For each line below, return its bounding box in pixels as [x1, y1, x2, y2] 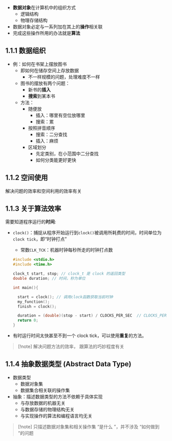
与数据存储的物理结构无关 [20, 406, 75, 412]
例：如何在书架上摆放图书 [12, 61, 67, 67]
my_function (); [17, 299, 50, 304]
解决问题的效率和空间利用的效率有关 [5, 188, 82, 194]
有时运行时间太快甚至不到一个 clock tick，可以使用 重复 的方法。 [12, 333, 147, 339]
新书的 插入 [28, 86, 51, 93]
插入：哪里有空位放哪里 [35, 112, 85, 118]
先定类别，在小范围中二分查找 [35, 150, 99, 157]
